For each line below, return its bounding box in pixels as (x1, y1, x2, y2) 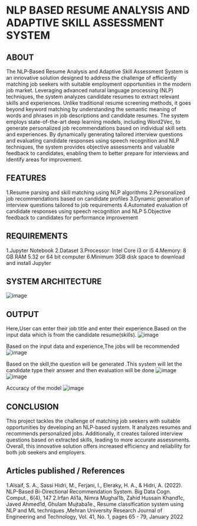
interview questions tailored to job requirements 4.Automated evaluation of (6, 201, 188, 208)
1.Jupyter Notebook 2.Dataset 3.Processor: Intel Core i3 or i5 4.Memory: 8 (6, 247, 187, 254)
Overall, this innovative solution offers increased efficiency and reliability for (6, 443, 191, 450)
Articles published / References (6, 466, 125, 476)
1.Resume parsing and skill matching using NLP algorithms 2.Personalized (6, 189, 186, 196)
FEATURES (6, 173, 47, 183)
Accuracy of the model (6, 385, 62, 392)
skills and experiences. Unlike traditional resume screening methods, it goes (6, 99, 192, 107)
